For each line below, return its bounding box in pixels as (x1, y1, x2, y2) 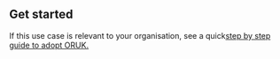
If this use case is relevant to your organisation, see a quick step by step (9, 30, 271, 41)
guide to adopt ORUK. (9, 40, 89, 50)
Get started (9, 7, 74, 22)
